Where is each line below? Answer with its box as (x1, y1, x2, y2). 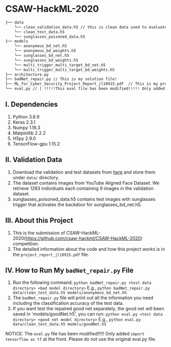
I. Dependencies (5, 100, 58, 109)
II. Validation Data (5, 156, 63, 164)
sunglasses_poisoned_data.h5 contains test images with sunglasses (12, 196, 156, 202)
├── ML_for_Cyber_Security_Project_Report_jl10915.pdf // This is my (5, 81, 158, 86)
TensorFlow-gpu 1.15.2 (12, 140, 60, 147)
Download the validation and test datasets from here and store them (12, 169, 156, 175)
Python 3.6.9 (12, 113, 40, 120)
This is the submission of (12, 229, 65, 236)
